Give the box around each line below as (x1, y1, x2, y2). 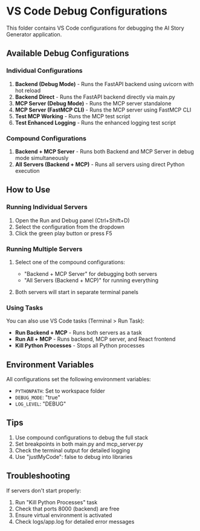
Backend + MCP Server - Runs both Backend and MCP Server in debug (15, 147, 195, 155)
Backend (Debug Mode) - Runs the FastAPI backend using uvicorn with (15, 80, 195, 87)
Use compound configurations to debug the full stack (15, 433, 149, 441)
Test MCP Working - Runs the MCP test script (15, 112, 131, 119)
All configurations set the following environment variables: (6, 376, 151, 383)
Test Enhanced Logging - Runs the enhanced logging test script (15, 119, 176, 126)
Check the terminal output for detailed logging (15, 447, 131, 454)
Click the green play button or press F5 (15, 229, 113, 237)
